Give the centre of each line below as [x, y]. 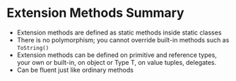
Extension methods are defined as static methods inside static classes [119, 32]
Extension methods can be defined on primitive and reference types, [117, 55]
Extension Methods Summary [95, 13]
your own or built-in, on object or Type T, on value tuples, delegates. [117, 62]
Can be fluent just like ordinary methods [75, 70]
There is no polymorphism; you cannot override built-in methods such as [123, 39]
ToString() [33, 48]
